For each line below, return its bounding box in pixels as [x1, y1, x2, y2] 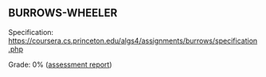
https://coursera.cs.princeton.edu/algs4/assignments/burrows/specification [8, 36, 258, 45]
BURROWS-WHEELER [8, 6, 118, 20]
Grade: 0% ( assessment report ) [8, 60, 113, 69]
